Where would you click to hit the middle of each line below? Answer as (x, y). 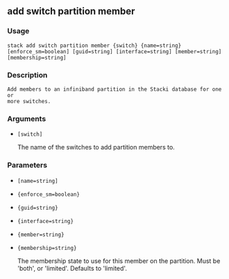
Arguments (27, 118)
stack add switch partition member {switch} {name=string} (94, 45)
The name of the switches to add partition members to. (96, 147)
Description (27, 75)
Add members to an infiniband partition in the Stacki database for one (114, 89)
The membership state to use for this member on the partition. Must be (119, 261)
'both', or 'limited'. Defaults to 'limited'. (72, 268)
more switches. (29, 101)
